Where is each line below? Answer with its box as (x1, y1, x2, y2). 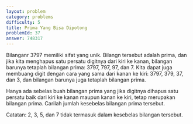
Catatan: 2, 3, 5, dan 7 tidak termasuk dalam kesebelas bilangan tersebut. (6, 111, 183, 118)
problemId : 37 (6, 30, 41, 36)
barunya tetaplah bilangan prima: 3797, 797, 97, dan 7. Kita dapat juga (6, 64, 173, 70)
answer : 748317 (6, 36, 43, 41)
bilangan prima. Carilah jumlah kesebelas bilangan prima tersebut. (6, 100, 166, 107)
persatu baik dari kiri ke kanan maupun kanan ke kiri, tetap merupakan (6, 94, 175, 101)
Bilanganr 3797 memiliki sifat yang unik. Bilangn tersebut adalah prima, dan (6, 52, 187, 58)
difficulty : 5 (6, 19, 41, 25)
